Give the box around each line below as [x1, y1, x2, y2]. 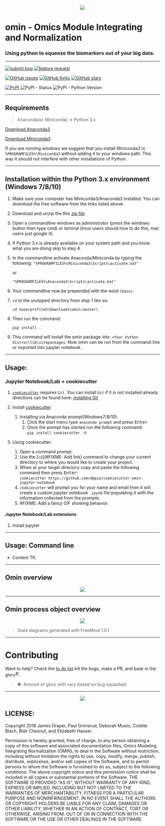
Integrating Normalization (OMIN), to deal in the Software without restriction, [5, 748, 160, 754]
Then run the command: [12, 316, 61, 322]
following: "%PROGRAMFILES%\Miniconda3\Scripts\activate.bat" [12, 260, 139, 266]
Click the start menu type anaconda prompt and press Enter [27, 419, 148, 425]
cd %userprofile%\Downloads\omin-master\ [12, 307, 98, 312]
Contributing [5, 649, 58, 661]
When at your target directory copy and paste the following [19, 464, 139, 470]
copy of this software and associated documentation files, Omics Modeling [5, 743, 157, 748]
